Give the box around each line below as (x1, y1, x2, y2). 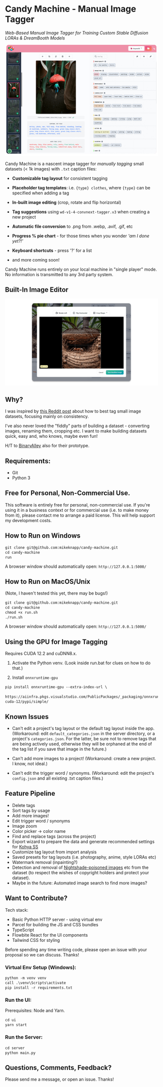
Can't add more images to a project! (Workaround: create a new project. (12, 756, 156, 762)
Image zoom (12, 823, 37, 829)
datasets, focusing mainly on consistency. (5, 413, 89, 419)
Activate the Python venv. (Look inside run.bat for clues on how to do (12, 660, 151, 666)
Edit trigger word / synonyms (12, 818, 70, 824)
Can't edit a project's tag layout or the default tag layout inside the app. (12, 726, 155, 731)
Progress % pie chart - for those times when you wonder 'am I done (12, 233, 149, 239)
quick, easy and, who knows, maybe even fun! (5, 433, 98, 439)
